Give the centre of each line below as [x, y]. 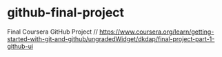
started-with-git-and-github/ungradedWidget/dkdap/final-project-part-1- [111, 38]
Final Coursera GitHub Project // [53, 32]
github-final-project [66, 13]
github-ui [20, 46]
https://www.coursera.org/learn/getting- [157, 32]
